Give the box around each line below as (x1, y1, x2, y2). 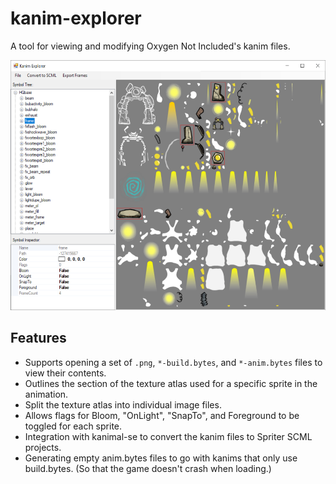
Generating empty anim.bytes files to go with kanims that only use (24, 452, 298, 464)
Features (10, 330, 67, 347)
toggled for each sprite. (24, 420, 123, 432)
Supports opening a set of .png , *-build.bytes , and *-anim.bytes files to (24, 356, 323, 368)
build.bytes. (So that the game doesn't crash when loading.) (24, 462, 272, 474)
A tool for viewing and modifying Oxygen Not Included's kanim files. (10, 40, 291, 52)
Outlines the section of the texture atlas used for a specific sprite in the (24, 377, 318, 389)
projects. (24, 441, 62, 453)
